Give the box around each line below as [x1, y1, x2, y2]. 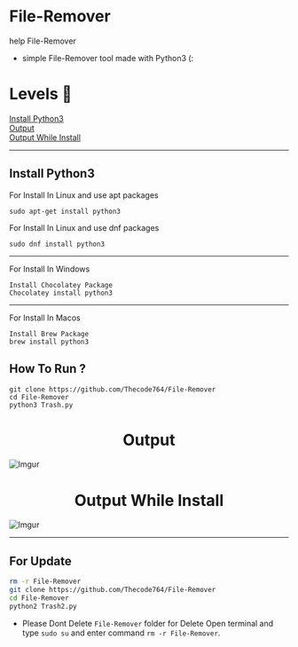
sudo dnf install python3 [9, 240, 105, 249]
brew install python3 [9, 337, 90, 346]
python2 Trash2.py [9, 602, 77, 611]
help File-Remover [9, 36, 77, 46]
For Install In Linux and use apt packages [9, 189, 159, 201]
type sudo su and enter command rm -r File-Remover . [21, 627, 221, 638]
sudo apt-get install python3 [9, 207, 122, 216]
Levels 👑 [9, 84, 73, 104]
